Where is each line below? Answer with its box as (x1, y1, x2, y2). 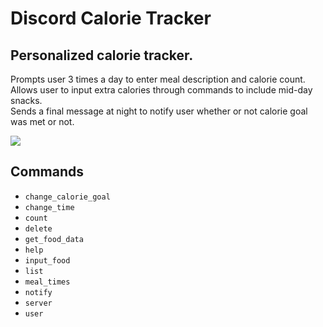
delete (24, 223, 53, 234)
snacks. (10, 95, 43, 106)
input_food (24, 255, 71, 266)
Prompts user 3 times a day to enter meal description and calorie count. (10, 73, 306, 85)
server (24, 298, 53, 308)
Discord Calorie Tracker (10, 7, 212, 30)
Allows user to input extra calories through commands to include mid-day (10, 84, 313, 96)
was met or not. (10, 116, 75, 127)
